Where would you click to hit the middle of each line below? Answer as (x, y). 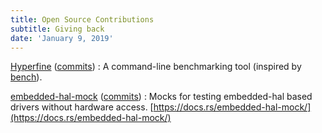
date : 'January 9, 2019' (62, 38)
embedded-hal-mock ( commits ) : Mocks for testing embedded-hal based (161, 97)
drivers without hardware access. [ (82, 107)
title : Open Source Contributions (82, 19)
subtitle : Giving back (57, 29)
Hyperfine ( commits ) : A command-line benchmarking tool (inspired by (156, 67)
